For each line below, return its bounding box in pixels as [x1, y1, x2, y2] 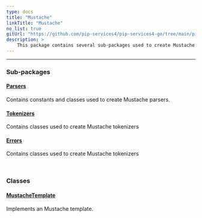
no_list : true [6, 25, 42, 32]
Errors [6, 136, 22, 144]
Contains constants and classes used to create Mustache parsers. [6, 96, 170, 103]
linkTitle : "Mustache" [6, 20, 63, 26]
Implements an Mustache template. [6, 205, 94, 212]
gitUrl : [6, 31, 26, 37]
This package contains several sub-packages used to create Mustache [17, 43, 195, 49]
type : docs [6, 8, 34, 15]
